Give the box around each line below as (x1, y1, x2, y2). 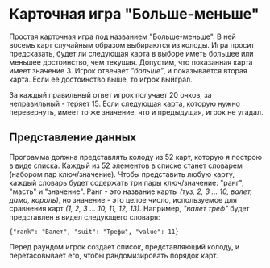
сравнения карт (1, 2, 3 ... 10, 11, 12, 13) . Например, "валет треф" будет (9, 203, 250, 213)
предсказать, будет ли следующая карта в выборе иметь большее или (9, 48, 254, 58)
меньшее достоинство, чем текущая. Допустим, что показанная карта (9, 57, 253, 67)
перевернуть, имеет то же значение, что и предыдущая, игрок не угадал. (9, 107, 264, 117)
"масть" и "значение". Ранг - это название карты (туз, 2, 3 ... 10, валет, (9, 186, 253, 196)
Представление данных (9, 131, 137, 144)
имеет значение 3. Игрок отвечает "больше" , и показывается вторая (9, 65, 248, 75)
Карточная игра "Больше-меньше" (9, 5, 260, 23)
